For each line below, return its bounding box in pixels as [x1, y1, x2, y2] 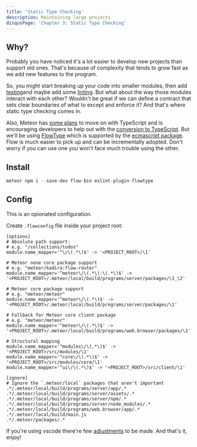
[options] [6, 233, 31, 239]
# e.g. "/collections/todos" [6, 244, 79, 250]
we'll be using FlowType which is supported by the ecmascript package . [6, 132, 184, 139]
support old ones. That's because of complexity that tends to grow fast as [6, 64, 189, 72]
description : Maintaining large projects [6, 14, 111, 20]
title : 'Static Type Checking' [6, 8, 84, 15]
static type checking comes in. [6, 108, 82, 115]
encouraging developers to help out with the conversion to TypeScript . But [6, 126, 190, 133]
